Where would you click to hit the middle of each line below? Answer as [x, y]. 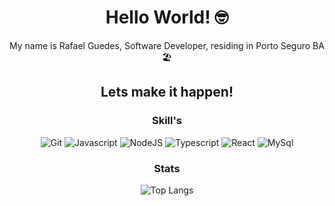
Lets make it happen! [167, 92]
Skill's [167, 121]
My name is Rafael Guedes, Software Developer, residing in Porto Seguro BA [167, 45]
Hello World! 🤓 [167, 17]
